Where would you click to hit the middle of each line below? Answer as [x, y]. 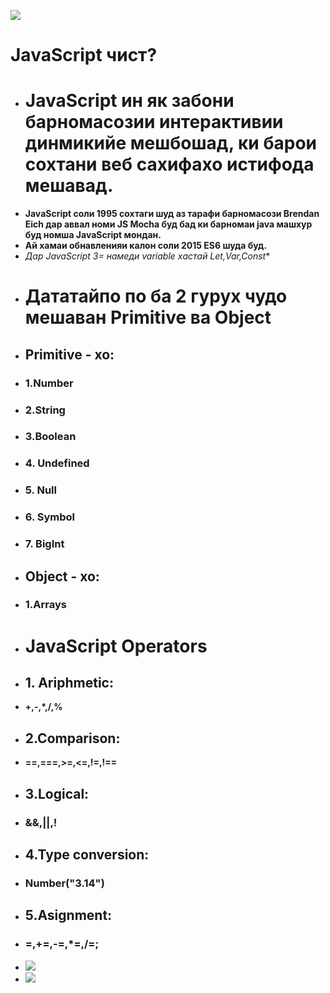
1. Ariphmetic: [69, 683]
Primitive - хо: [69, 354]
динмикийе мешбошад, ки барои [170, 143]
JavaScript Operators [116, 646]
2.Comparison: [72, 738]
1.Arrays [45, 605]
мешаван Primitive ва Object [148, 317]
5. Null [40, 490]
